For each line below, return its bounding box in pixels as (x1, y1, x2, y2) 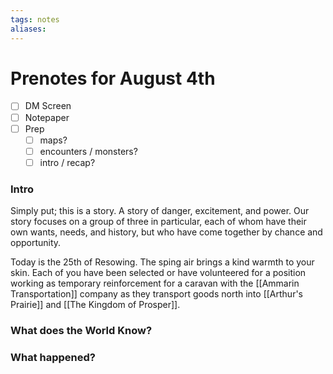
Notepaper (24, 111, 70, 123)
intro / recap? (39, 156, 96, 168)
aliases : (10, 24, 47, 34)
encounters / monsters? (39, 145, 138, 157)
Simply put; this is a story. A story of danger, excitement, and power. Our (10, 205, 310, 217)
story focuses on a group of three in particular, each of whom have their (10, 216, 307, 228)
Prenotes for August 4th (10, 67, 216, 90)
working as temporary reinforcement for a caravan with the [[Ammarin (10, 277, 300, 290)
